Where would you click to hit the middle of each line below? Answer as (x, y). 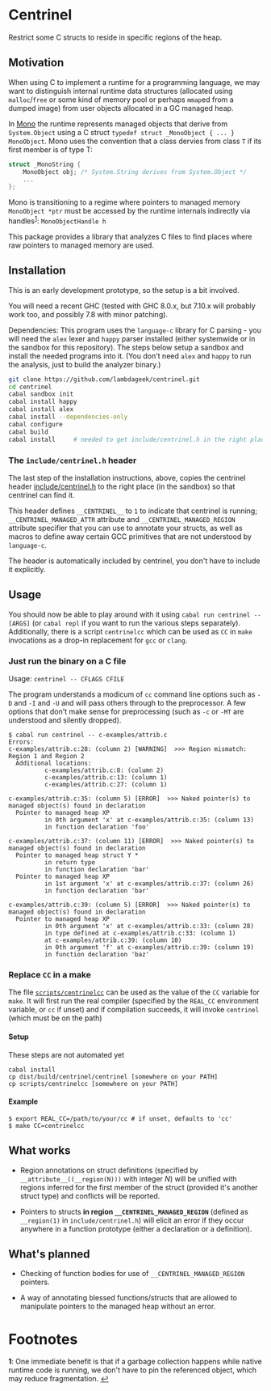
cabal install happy (43, 402)
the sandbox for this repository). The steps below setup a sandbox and (126, 347)
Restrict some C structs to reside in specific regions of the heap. (115, 37)
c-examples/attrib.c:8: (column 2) (104, 770)
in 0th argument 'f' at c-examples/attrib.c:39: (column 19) (149, 948)
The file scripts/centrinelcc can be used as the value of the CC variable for (134, 992)
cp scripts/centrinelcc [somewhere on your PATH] (94, 1084)
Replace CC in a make (50, 974)
